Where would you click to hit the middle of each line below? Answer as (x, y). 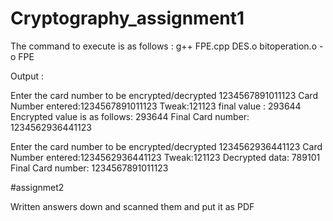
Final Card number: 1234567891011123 (89, 168)
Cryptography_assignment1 (127, 18)
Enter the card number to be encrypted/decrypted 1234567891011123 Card (164, 95)
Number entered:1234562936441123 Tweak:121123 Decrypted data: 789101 (165, 157)
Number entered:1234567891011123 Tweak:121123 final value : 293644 (156, 106)
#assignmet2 (37, 187)
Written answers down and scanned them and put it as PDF (132, 206)
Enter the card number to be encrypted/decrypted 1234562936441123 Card (166, 146)
